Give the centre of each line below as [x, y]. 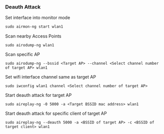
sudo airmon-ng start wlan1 [34, 27]
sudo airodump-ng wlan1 [30, 45]
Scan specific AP [23, 54]
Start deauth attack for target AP [39, 95]
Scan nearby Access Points [33, 36]
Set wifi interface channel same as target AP [51, 77]
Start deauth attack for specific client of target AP [56, 113]
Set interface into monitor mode [38, 18]
